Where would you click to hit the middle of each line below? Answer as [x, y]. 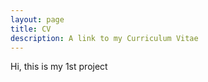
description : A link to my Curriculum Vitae [104, 38]
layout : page [37, 19]
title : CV [31, 29]
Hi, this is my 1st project [59, 67]
